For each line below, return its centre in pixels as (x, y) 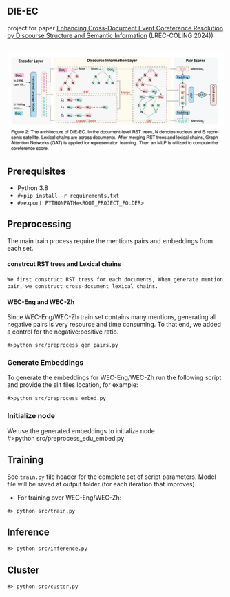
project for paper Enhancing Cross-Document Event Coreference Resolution (115, 28)
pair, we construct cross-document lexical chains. (83, 286)
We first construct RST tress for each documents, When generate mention (115, 279)
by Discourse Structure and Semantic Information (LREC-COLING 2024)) (110, 35)
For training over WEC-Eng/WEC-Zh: (69, 497)
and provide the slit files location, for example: (73, 385)
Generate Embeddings (45, 363)
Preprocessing (39, 224)
